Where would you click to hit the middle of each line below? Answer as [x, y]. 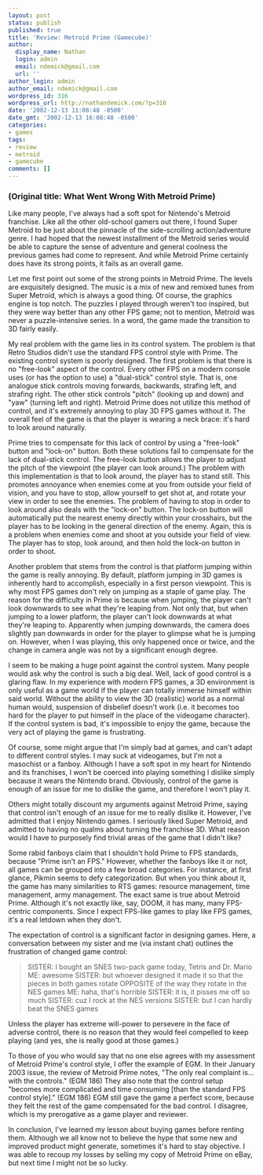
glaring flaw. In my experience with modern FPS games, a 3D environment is [131, 682]
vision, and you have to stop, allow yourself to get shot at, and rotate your [127, 493]
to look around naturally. [47, 428]
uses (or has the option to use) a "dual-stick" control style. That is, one [123, 377]
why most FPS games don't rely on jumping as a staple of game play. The [127, 592]
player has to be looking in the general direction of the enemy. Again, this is [130, 527]
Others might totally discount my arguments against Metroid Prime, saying [128, 804]
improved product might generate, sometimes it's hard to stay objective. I [127, 1146]
